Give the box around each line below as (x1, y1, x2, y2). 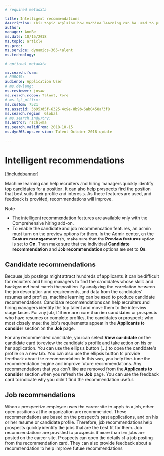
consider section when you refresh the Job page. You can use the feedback (5, 371, 159, 377)
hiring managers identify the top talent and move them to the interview (5, 305, 147, 311)
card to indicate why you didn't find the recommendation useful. (5, 377, 134, 383)
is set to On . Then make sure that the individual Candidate (12, 241, 130, 247)
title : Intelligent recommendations (5, 16, 80, 21)
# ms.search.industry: (5, 116, 51, 120)
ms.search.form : (5, 70, 38, 75)
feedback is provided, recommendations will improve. (5, 196, 113, 202)
